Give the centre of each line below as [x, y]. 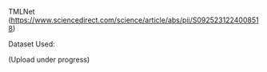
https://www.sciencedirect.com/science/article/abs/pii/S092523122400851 [135, 20]
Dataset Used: [32, 44]
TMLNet [22, 12]
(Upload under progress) [49, 60]
